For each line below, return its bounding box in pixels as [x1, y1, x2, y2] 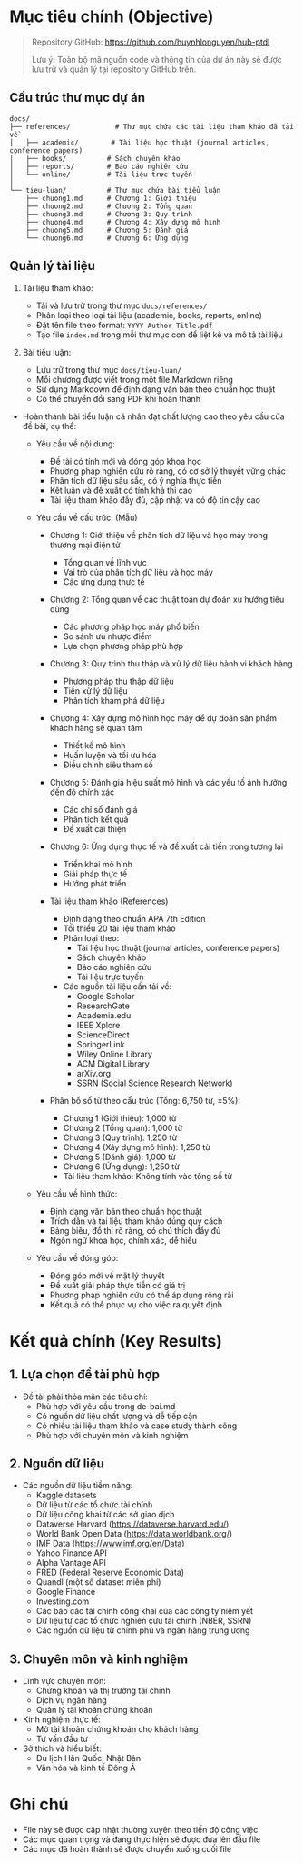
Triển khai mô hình [63, 858, 133, 869]
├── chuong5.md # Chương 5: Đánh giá [25, 225, 189, 235]
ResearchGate [76, 1000, 130, 1011]
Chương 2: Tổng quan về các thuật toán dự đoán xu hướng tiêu [49, 594, 285, 605]
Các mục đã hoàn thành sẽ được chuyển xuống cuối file [22, 1844, 232, 1855]
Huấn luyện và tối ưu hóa [63, 749, 157, 760]
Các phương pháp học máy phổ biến [63, 621, 200, 632]
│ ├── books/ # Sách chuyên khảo [9, 154, 181, 163]
